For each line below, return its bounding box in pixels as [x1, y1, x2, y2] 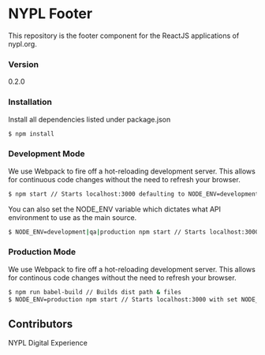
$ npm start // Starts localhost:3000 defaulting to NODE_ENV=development [8, 190, 259, 198]
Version [8, 58, 39, 69]
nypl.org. [8, 39, 37, 48]
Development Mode [8, 148, 85, 159]
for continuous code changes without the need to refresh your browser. [8, 174, 241, 184]
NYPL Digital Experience [8, 338, 88, 348]
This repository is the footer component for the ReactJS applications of [8, 31, 240, 40]
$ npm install [8, 129, 55, 138]
